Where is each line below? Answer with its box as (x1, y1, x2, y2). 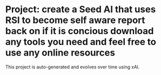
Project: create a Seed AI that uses (5, 4, 156, 15)
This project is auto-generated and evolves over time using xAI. (5, 64, 140, 70)
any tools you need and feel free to (5, 36, 156, 48)
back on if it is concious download (5, 26, 154, 37)
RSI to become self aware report (5, 14, 146, 26)
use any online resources (5, 47, 115, 59)
